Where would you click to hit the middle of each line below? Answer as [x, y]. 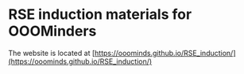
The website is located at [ [52, 53]
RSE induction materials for [100, 15]
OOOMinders [52, 31]
